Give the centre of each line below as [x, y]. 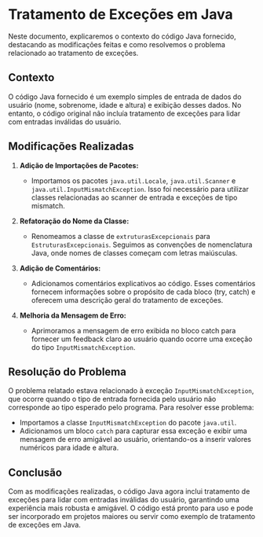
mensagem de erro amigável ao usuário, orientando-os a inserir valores [135, 440]
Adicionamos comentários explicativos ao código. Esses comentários [143, 283]
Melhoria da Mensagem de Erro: [73, 315]
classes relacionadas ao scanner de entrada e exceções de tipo [134, 197]
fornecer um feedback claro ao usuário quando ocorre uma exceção [142, 339]
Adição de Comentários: [60, 268]
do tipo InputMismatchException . [83, 347]
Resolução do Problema [68, 371]
